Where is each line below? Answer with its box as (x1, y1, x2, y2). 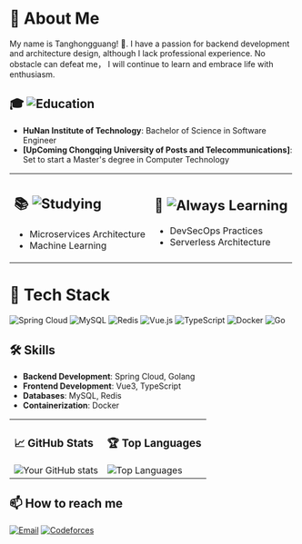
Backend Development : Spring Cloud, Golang (22, 371, 196, 381)
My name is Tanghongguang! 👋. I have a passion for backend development (9, 38, 290, 49)
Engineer (22, 134, 57, 145)
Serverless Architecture (169, 236, 271, 249)
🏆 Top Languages (106, 436, 202, 450)
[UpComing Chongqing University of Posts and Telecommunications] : (22, 144, 293, 155)
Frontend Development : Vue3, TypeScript (22, 381, 182, 391)
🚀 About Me (9, 8, 100, 29)
